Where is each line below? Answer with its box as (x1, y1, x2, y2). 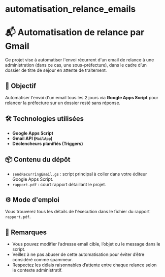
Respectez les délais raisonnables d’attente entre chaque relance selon (12, 262, 157, 268)
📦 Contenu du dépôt (5, 156, 70, 164)
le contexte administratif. (12, 267, 63, 273)
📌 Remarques (5, 228, 47, 236)
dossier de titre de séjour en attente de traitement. (5, 67, 107, 73)
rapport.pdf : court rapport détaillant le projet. (12, 181, 106, 187)
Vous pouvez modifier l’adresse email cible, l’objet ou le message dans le (12, 241, 161, 247)
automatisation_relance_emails (5, 3, 136, 15)
